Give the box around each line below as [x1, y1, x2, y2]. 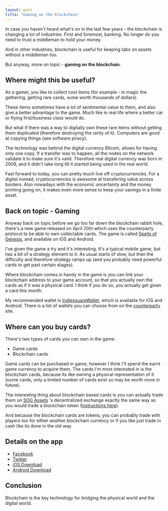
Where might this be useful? [5, 76, 95, 84]
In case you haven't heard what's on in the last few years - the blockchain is [5, 26, 162, 32]
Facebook [12, 451, 34, 457]
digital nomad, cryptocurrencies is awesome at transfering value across [5, 176, 153, 182]
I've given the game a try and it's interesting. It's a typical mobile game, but [5, 246, 161, 252]
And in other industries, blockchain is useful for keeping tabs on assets [5, 46, 152, 52]
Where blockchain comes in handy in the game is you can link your [5, 272, 144, 278]
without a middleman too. [5, 51, 58, 58]
